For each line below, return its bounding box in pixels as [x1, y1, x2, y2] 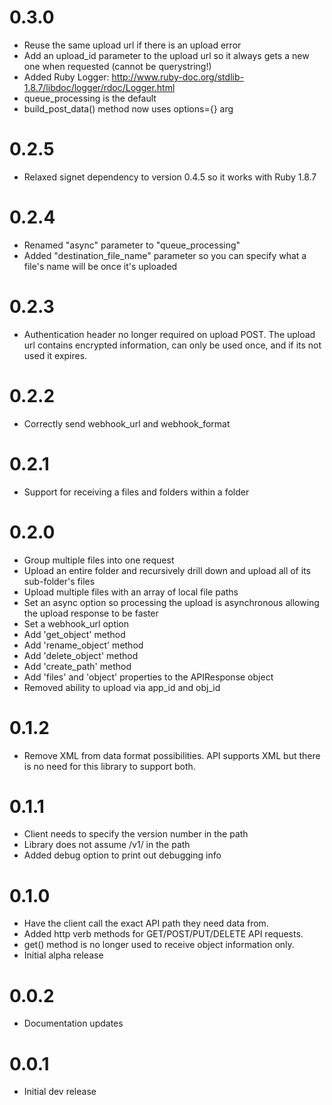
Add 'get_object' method [23, 628, 126, 640]
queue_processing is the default [23, 92, 157, 104]
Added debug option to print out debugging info [23, 849, 222, 861]
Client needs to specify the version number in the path [23, 828, 249, 840]
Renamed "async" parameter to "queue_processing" [23, 239, 241, 251]
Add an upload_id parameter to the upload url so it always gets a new [23, 49, 310, 61]
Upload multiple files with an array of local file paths [23, 586, 239, 598]
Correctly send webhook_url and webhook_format [23, 417, 231, 430]
